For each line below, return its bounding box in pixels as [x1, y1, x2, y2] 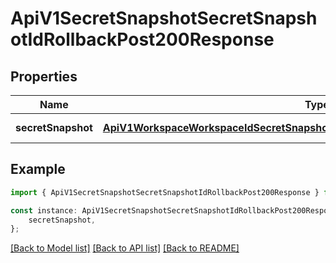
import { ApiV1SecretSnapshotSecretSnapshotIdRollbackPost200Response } [10, 187, 320, 197]
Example [10, 161, 66, 178]
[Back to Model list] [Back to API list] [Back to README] [10, 242, 240, 254]
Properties [10, 68, 78, 85]
